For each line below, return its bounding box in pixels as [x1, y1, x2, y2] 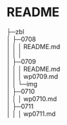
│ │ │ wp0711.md [6, 110, 56, 118]
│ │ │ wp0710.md [6, 94, 57, 103]
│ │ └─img [6, 79, 38, 88]
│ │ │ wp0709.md [6, 72, 59, 81]
